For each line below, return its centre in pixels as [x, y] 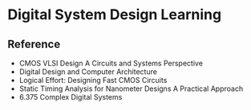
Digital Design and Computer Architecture [88, 72]
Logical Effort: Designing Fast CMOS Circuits [93, 80]
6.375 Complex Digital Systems [71, 97]
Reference [34, 44]
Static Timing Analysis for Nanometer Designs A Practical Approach [131, 88]
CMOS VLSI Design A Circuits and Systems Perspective [111, 63]
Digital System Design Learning [115, 15]
